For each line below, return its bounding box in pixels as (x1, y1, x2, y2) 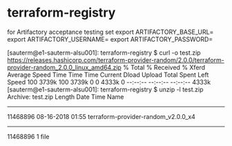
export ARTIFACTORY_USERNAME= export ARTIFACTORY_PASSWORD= (7, 35, 213, 43)
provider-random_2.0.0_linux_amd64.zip (7, 63, 122, 71)
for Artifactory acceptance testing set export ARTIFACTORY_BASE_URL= (7, 28, 214, 36)
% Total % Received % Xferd (123, 63, 206, 71)
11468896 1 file (7, 132, 50, 140)
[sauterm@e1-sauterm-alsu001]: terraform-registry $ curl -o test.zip (7, 48, 202, 57)
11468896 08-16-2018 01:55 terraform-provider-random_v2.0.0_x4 (7, 112, 195, 120)
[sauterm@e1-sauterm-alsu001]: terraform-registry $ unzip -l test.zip (7, 85, 204, 93)
